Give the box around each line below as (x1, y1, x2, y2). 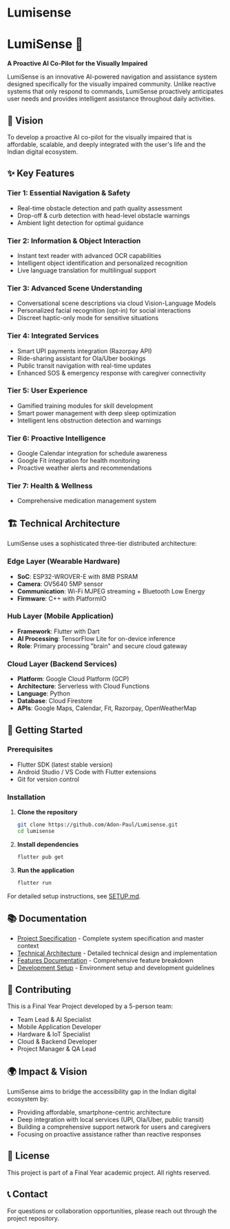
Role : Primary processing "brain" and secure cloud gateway (17, 642, 188, 650)
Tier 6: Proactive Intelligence (7, 433, 106, 443)
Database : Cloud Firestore (17, 697, 93, 705)
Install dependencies (17, 840, 79, 848)
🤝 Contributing (7, 983, 72, 995)
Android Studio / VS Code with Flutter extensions (17, 767, 157, 776)
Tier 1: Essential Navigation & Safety (7, 188, 131, 198)
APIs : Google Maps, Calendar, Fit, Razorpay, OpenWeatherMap (17, 704, 197, 712)
